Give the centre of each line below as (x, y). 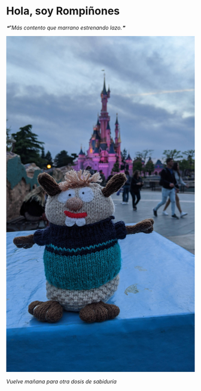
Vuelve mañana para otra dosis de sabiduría (61, 381)
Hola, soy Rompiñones (63, 11)
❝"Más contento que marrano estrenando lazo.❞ (66, 28)
